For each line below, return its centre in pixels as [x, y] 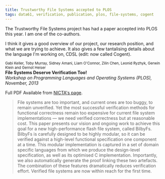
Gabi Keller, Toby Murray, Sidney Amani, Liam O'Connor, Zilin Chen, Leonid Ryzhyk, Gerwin [82, 63]
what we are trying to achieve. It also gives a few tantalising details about [80, 49]
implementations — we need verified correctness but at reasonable [86, 118]
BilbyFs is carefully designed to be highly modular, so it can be [81, 134]
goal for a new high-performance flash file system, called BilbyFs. [84, 129]
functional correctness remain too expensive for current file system [86, 113]
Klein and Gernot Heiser [26, 68]
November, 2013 [22, 83]
